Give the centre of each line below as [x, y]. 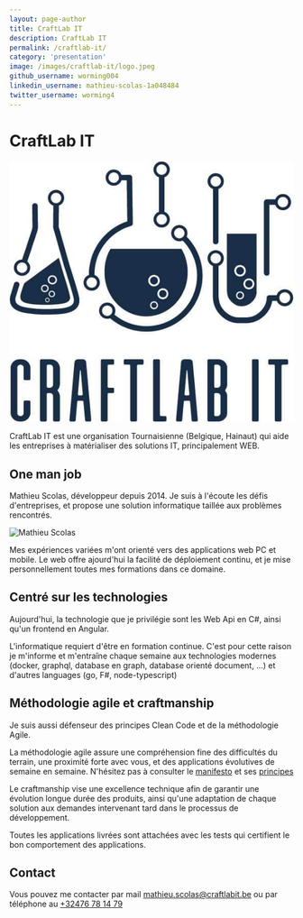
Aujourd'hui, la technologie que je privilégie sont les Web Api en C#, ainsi [145, 619]
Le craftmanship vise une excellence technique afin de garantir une [134, 788]
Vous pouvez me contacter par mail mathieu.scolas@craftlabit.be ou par [143, 895]
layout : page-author [48, 19]
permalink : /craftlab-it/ [58, 48]
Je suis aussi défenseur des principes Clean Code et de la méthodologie [144, 725]
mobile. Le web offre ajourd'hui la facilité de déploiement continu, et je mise [150, 560]
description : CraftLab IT [58, 38]
